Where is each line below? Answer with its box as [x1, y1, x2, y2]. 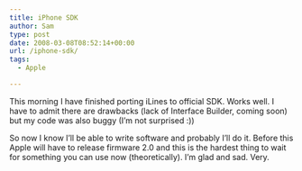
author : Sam [9, 22, 54, 31]
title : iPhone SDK [9, 13, 78, 22]
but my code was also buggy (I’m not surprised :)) [9, 114, 196, 126]
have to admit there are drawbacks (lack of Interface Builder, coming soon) [9, 105, 288, 116]
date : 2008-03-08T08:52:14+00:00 [9, 38, 135, 48]
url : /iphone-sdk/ [9, 47, 78, 56]
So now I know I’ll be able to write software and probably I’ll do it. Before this [9, 132, 294, 143]
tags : [9, 55, 30, 64]
